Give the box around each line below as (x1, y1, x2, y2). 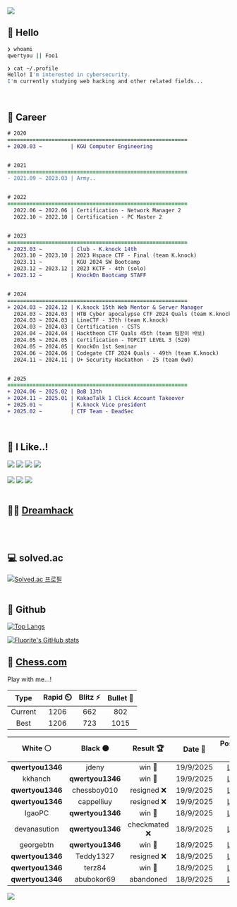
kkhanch (22, 774, 51, 784)
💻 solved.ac (7, 552, 63, 564)
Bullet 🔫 (107, 693, 134, 703)
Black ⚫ (80, 743, 109, 753)
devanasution (13, 824, 59, 834)
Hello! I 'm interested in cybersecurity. (7, 71, 131, 78)
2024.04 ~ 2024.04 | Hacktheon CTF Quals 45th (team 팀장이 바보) (13, 330, 206, 337)
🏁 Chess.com (7, 656, 67, 669)
